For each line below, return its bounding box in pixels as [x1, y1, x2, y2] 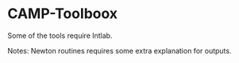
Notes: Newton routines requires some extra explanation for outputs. [7, 46, 232, 55]
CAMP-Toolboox [7, 5, 118, 23]
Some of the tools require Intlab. [7, 31, 113, 40]
